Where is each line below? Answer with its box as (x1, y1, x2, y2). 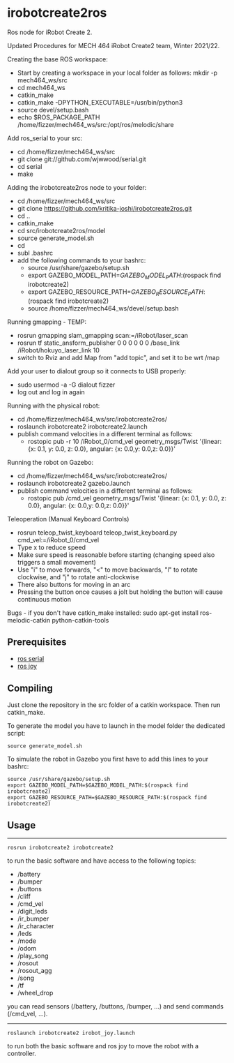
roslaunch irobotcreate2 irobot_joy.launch (7, 1029, 136, 1036)
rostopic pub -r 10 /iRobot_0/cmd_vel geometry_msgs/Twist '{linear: (27, 437, 222, 445)
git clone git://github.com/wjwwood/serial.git (17, 155, 146, 163)
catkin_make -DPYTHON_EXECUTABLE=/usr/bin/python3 (17, 98, 183, 106)
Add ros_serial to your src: (7, 134, 83, 142)
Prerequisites (7, 636, 67, 648)
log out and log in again (17, 387, 85, 396)
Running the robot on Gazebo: (7, 458, 94, 466)
